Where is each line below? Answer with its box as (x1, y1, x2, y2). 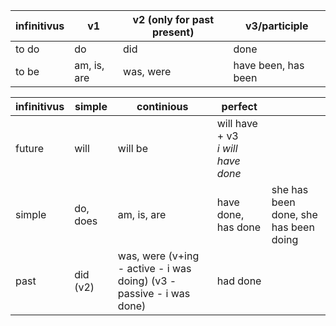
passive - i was (117, 287, 191, 300)
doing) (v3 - (117, 274, 177, 288)
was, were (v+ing (117, 249, 200, 263)
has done (216, 220, 262, 234)
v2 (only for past (132, 13, 215, 26)
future (15, 142, 45, 155)
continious (136, 100, 189, 113)
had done (216, 274, 262, 288)
